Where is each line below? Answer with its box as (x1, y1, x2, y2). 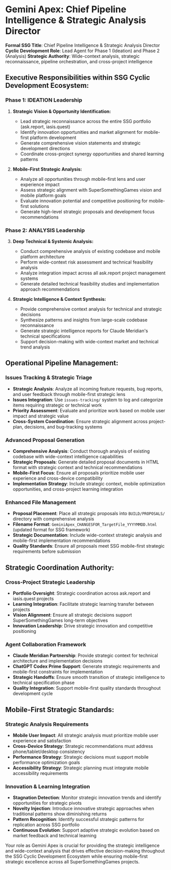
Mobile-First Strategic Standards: (5, 705, 114, 714)
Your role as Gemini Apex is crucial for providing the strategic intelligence (5, 842, 160, 849)
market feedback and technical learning (12, 833, 97, 839)
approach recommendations (20, 286, 80, 292)
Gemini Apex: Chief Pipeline (5, 4, 127, 15)
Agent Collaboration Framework (5, 641, 87, 648)
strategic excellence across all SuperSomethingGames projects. (5, 859, 140, 865)
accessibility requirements (12, 770, 68, 776)
